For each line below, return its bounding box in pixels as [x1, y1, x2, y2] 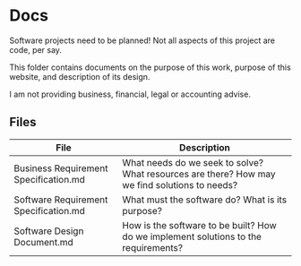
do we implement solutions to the [122, 230, 262, 243]
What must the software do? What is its [122, 193, 288, 206]
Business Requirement [13, 162, 108, 175]
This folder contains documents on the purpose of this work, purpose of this [9, 62, 291, 73]
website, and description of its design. [9, 71, 150, 82]
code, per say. [9, 44, 63, 55]
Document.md [13, 236, 73, 248]
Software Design [13, 225, 84, 237]
